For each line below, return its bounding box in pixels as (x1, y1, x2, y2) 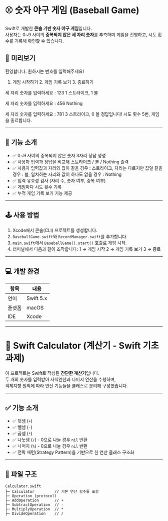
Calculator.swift (5, 483, 41, 489)
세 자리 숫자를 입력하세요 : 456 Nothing (5, 100, 83, 106)
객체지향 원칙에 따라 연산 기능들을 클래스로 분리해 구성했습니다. (5, 383, 128, 389)
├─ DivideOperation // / (5, 511, 64, 516)
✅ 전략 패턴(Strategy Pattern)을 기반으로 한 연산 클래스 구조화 (12, 449, 134, 455)
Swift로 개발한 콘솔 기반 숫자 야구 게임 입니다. (5, 25, 92, 31)
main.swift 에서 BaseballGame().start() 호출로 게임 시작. (12, 240, 127, 246)
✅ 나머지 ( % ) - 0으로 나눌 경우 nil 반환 (12, 443, 87, 449)
